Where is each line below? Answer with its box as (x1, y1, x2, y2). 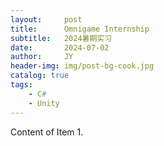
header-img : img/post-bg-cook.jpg (10, 61, 155, 71)
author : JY (10, 52, 74, 62)
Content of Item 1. (10, 126, 84, 138)
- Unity (28, 98, 60, 108)
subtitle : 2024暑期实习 (10, 33, 113, 43)
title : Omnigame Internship (10, 24, 150, 34)
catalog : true (10, 71, 70, 81)
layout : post (10, 14, 83, 25)
